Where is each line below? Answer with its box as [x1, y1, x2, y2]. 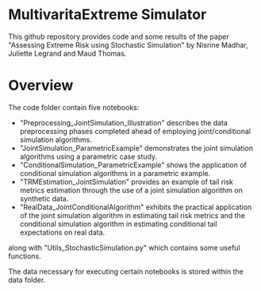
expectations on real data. [19, 228, 106, 237]
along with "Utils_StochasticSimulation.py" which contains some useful [8, 243, 240, 252]
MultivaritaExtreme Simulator [8, 6, 207, 24]
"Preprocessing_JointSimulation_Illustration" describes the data [19, 117, 228, 128]
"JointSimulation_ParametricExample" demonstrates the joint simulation [19, 143, 254, 152]
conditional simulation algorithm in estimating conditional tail [19, 219, 218, 228]
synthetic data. [19, 193, 69, 203]
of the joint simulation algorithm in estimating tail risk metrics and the [19, 210, 246, 220]
